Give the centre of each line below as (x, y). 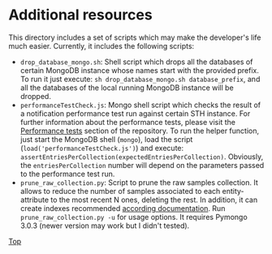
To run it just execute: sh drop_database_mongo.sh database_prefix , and (140, 79)
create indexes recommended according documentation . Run (123, 208)
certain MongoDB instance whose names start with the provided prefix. (140, 70)
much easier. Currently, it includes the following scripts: (101, 45)
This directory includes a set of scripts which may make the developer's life (135, 37)
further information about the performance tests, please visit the (127, 122)
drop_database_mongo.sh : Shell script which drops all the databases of (136, 62)
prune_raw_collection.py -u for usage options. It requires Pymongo (134, 217)
